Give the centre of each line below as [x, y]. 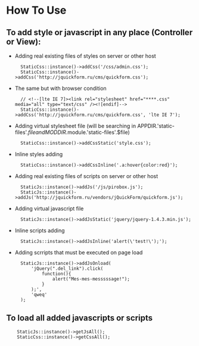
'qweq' [39, 295]
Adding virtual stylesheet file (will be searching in [75, 126]
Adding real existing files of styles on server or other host [85, 56]
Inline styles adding [39, 154]
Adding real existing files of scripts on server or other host [86, 176]
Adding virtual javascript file [49, 208]
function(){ [56, 274]
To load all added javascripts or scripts [80, 318]
